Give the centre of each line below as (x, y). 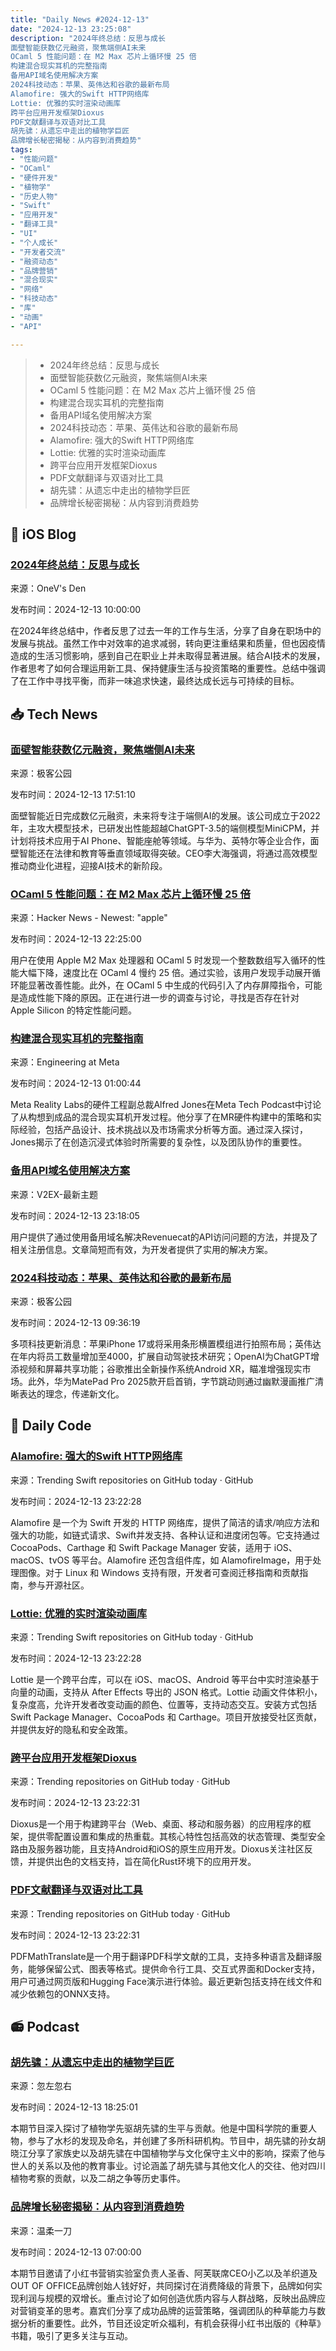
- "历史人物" (34, 196)
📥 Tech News (54, 714)
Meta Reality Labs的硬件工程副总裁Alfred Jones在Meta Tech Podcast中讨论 (166, 1105)
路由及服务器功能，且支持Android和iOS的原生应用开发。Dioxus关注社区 (157, 1849)
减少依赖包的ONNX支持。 (63, 1993)
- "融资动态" (34, 261)
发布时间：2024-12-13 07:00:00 (76, 2252)
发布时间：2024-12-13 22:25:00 (76, 939)
